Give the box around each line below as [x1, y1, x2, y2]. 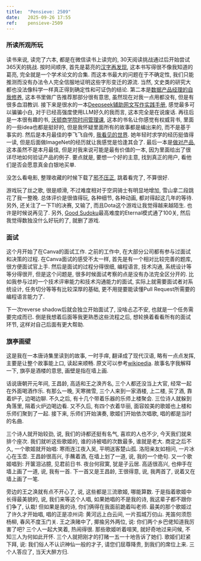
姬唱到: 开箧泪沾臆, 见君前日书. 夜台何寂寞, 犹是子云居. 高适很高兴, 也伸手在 [6, 461, 193, 468]
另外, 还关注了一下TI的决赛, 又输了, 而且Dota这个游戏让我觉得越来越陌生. [6, 201, 186, 209]
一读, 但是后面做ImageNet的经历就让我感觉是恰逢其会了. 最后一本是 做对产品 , [6, 138, 196, 146]
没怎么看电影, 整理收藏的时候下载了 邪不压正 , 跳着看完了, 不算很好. [6, 174, 169, 181]
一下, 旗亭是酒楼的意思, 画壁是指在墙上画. [6, 367, 109, 375]
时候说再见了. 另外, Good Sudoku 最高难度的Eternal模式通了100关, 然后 [16, 209, 191, 216]
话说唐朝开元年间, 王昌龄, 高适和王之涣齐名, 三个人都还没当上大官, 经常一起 [6, 380, 192, 387]
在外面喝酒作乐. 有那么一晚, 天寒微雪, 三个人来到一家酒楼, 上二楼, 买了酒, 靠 [6, 387, 193, 394]
